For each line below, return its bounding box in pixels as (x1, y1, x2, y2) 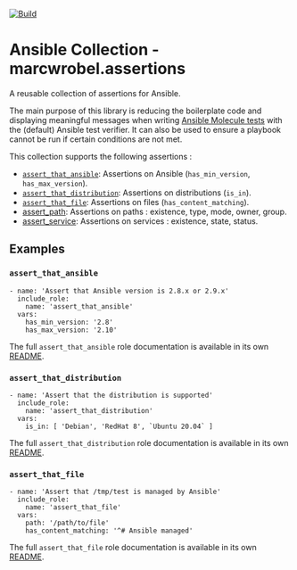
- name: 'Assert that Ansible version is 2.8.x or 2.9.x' (9, 286, 229, 295)
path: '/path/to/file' (25, 518, 110, 528)
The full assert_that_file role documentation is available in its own (9, 542, 257, 553)
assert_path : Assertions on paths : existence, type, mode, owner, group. (21, 206, 287, 217)
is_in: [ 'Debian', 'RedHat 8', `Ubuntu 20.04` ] (25, 422, 214, 431)
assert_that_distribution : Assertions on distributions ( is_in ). (21, 187, 252, 198)
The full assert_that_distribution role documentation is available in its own (9, 437, 289, 448)
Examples (9, 242, 65, 257)
